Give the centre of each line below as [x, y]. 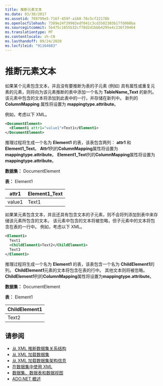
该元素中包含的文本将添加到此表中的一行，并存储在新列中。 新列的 [72, 98]
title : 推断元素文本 [24, 9]
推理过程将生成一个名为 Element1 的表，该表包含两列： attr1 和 [68, 143]
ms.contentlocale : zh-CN [30, 37]
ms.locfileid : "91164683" [31, 46]
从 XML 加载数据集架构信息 [39, 361]
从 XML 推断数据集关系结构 [39, 349]
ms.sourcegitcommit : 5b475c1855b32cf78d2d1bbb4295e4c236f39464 [70, 28]
